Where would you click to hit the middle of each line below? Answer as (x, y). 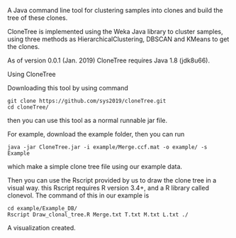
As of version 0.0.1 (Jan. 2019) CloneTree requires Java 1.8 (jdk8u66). (109, 60)
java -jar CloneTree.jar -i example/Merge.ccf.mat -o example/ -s (107, 147)
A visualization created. (41, 228)
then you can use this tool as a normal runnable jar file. (88, 120)
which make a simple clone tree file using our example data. (95, 167)
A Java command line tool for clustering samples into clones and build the (115, 10)
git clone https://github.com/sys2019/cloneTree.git (87, 101)
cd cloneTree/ (28, 107)
